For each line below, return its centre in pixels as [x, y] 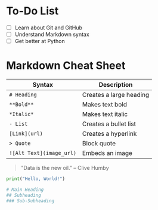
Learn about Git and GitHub [48, 28]
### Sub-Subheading [30, 201]
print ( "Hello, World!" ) [36, 179]
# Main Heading [25, 190]
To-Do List [32, 11]
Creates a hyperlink [110, 134]
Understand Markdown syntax [52, 34]
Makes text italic [105, 114]
